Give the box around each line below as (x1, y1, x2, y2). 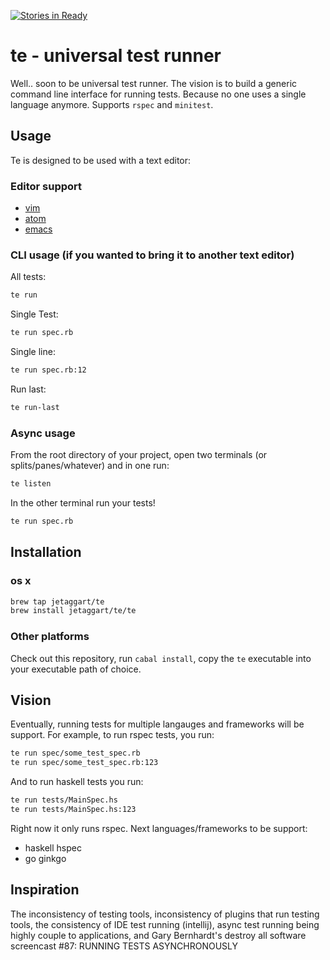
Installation (10, 544, 82, 561)
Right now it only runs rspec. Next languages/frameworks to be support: (10, 822, 308, 834)
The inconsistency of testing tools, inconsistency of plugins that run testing (10, 908, 320, 920)
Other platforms (10, 630, 90, 644)
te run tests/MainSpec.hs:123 (10, 805, 137, 815)
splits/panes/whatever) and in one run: (10, 460, 170, 472)
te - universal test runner (10, 45, 222, 67)
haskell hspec (24, 841, 82, 854)
